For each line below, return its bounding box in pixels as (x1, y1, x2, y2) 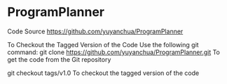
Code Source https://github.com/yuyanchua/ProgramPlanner (7, 27, 184, 35)
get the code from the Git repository (7, 55, 111, 63)
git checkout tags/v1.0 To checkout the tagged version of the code (7, 69, 200, 77)
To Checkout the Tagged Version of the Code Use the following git (7, 40, 199, 49)
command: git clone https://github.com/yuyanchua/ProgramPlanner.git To (7, 48, 221, 56)
